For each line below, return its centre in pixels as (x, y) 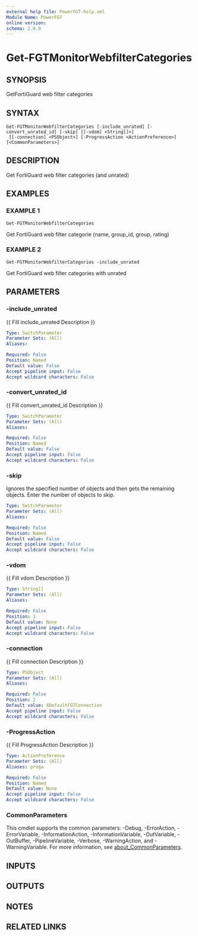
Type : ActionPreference (36, 756)
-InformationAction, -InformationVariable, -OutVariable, (109, 835)
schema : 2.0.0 (24, 28)
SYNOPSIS (26, 80)
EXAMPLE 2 (24, 250)
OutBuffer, (19, 841)
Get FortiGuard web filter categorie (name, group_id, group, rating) (88, 234)
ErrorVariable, (23, 835)
